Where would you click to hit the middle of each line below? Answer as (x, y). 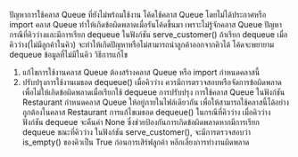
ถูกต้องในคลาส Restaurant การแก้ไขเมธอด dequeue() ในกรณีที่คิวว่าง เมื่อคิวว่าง (146, 112)
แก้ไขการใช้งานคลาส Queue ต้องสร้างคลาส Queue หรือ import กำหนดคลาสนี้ (141, 72)
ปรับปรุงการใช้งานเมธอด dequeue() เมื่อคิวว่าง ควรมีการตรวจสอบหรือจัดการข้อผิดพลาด (152, 82)
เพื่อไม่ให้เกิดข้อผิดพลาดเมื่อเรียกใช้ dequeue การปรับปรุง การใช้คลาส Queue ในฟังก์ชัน (153, 92)
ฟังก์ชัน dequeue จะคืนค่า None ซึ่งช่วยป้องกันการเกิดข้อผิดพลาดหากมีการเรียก (141, 122)
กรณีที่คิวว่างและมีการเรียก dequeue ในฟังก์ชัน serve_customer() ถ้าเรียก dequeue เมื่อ (149, 35)
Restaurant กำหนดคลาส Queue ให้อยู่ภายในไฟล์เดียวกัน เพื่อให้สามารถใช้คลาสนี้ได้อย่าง (156, 102)
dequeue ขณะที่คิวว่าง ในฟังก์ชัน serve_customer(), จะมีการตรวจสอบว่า (137, 132)
